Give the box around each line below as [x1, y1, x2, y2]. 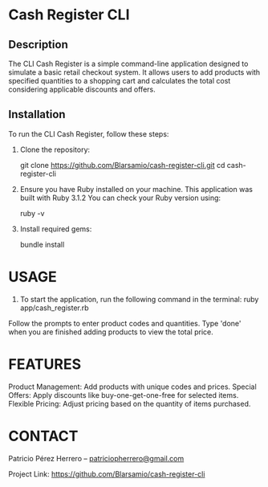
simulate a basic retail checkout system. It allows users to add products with [8, 68, 261, 77]
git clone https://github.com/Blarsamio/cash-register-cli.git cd [19, 160, 225, 170]
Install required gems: [19, 223, 92, 234]
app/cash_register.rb [19, 303, 90, 313]
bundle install [19, 239, 65, 249]
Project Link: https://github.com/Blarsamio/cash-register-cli [8, 469, 205, 479]
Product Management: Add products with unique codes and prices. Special [8, 382, 257, 391]
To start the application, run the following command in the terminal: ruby [19, 294, 259, 304]
